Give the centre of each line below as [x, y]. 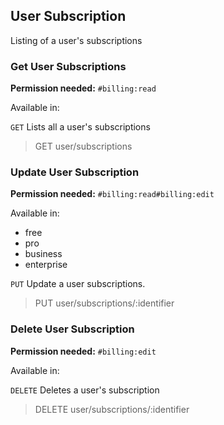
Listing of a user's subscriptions [76, 40]
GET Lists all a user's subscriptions [80, 127]
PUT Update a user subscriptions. [78, 284]
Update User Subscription [75, 172]
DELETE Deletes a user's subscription [85, 390]
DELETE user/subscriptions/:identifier [112, 409]
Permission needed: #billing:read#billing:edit [112, 194]
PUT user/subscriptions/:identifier [104, 303]
